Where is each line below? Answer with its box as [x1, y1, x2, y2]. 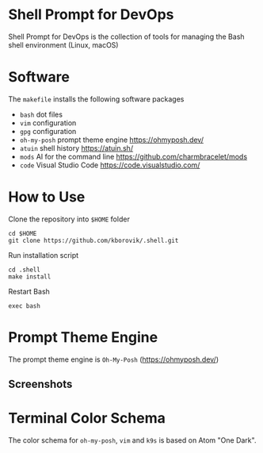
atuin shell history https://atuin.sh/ [19, 143, 133, 152]
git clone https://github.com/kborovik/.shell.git [8, 236, 179, 244]
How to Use [8, 188, 86, 206]
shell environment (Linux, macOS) [8, 40, 119, 49]
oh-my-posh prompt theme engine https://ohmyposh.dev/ [19, 135, 204, 144]
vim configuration [19, 117, 77, 128]
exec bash [8, 301, 41, 310]
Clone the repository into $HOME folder [8, 214, 131, 224]
